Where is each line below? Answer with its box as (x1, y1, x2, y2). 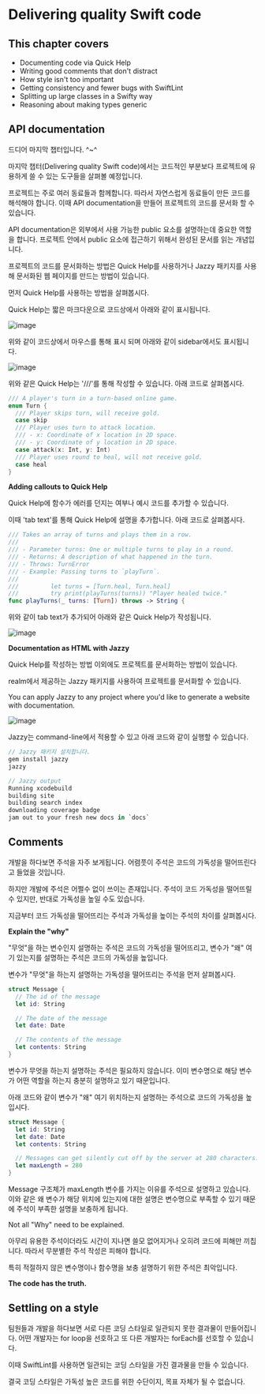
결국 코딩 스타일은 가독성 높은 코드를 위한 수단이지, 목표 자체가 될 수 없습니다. (8, 1377, 246, 1386)
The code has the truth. (8, 1279, 87, 1288)
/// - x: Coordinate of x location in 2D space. (15, 431, 178, 439)
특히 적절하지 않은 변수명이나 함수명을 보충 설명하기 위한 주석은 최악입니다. (8, 1263, 238, 1272)
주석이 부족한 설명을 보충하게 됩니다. (16, 1204, 129, 1213)
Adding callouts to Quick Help (8, 482, 108, 491)
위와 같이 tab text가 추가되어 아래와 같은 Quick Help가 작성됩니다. (8, 612, 211, 622)
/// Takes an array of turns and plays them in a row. (8, 531, 192, 539)
